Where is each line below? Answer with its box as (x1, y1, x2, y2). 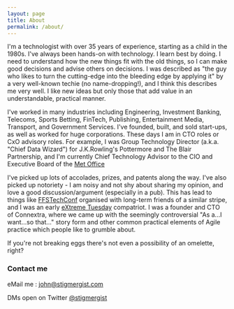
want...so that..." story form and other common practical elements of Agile (7, 218, 221, 227)
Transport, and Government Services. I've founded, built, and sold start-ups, (7, 123, 228, 131)
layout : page (7, 10, 45, 17)
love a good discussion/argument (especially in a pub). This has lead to (7, 188, 212, 196)
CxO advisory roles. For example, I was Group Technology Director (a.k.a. (7, 138, 219, 146)
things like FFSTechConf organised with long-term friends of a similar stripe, (7, 196, 228, 204)
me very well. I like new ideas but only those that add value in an (7, 87, 193, 95)
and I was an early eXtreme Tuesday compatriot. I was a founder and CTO (7, 203, 220, 212)
